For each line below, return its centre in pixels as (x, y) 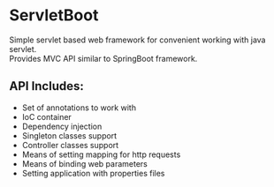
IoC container (47, 116)
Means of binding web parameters (84, 163)
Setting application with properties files (93, 173)
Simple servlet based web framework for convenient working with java (137, 40)
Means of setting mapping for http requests (101, 154)
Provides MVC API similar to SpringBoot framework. (103, 58)
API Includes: (46, 86)
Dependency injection (62, 126)
